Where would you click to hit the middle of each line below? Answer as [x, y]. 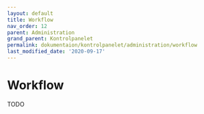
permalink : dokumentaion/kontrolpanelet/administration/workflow [102, 45]
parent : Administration [41, 32]
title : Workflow [30, 20]
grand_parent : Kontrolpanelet [50, 39]
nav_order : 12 [27, 26]
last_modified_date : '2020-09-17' [56, 52]
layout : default [30, 13]
